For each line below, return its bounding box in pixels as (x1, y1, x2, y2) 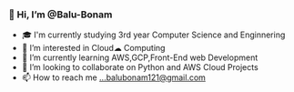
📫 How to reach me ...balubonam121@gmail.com (21, 72, 207, 83)
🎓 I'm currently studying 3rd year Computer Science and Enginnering (21, 29, 286, 40)
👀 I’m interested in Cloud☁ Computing (21, 43, 166, 54)
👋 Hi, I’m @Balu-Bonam (8, 8, 113, 21)
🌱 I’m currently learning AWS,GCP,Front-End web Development (21, 52, 259, 63)
